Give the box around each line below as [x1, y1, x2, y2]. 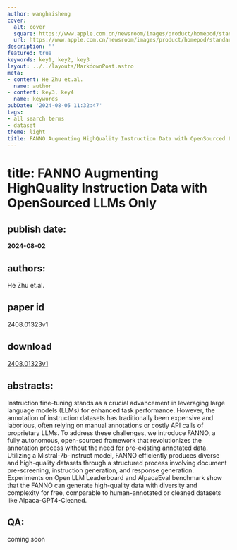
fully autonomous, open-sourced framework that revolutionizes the [7, 436, 202, 444]
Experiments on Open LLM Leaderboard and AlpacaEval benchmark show [7, 473, 222, 482]
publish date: [7, 223, 67, 235]
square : [13, 30, 37, 37]
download [7, 341, 52, 353]
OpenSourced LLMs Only [7, 195, 157, 212]
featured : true [7, 50, 52, 57]
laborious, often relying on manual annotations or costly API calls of [7, 421, 204, 429]
